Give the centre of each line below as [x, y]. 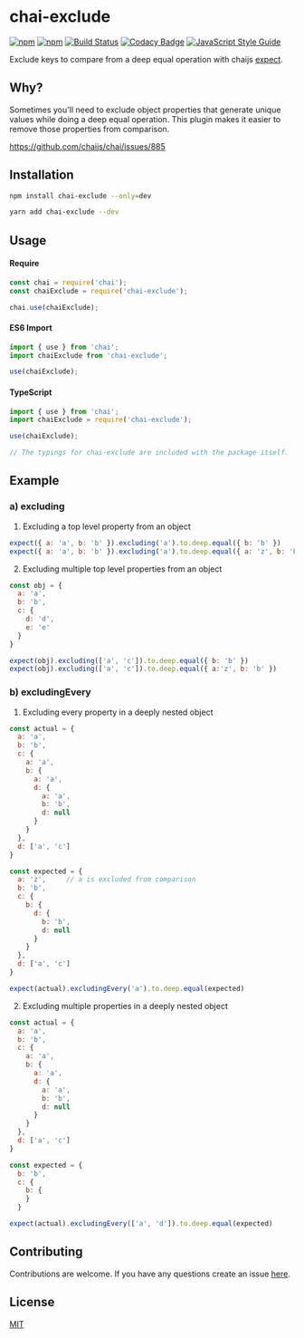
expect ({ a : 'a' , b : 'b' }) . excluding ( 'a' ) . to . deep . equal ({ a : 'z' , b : [147, 551]
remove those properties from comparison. [90, 129]
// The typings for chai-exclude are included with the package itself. [149, 453]
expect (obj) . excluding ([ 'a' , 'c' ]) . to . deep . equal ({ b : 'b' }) [129, 660]
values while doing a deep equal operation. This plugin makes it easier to [145, 119]
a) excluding [37, 506]
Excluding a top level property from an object [107, 526]
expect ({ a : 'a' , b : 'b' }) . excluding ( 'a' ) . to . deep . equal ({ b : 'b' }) [145, 543]
